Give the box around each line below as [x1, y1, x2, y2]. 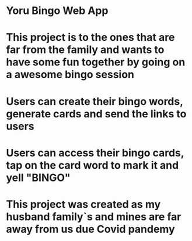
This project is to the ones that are [6, 31, 175, 44]
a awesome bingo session [6, 68, 135, 81]
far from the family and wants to [6, 43, 165, 57]
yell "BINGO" [6, 171, 71, 184]
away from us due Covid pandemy [6, 222, 175, 236]
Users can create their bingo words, [6, 95, 183, 108]
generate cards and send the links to [6, 107, 187, 120]
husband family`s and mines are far [6, 210, 181, 223]
